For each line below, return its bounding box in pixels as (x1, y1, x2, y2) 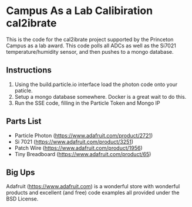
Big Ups (6, 167, 35, 177)
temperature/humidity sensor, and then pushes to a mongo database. (6, 48, 174, 55)
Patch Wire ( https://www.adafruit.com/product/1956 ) (14, 144, 143, 151)
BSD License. (6, 195, 39, 202)
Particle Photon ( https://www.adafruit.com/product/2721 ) (14, 132, 153, 139)
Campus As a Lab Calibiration (6, 4, 153, 18)
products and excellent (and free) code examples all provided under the (6, 189, 180, 196)
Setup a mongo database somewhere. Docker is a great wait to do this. (14, 93, 187, 100)
